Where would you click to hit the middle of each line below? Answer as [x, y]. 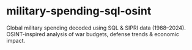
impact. [16, 40]
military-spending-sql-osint [79, 11]
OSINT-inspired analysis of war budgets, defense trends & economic [93, 34]
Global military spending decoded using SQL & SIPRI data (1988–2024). [96, 28]
